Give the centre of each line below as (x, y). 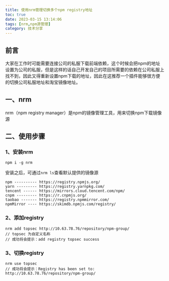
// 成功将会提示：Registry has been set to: (50, 269)
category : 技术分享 (24, 29)
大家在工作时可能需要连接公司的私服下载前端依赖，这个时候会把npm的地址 (83, 63)
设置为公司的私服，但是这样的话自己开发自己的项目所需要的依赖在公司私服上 (85, 69)
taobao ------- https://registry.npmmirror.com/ (57, 200)
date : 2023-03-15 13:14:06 (34, 19)
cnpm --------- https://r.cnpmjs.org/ (46, 195)
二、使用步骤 (25, 136)
